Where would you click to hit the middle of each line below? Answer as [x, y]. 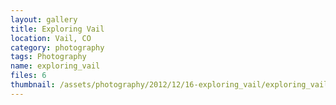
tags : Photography [48, 57]
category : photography [57, 47]
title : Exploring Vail [57, 29]
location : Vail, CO [51, 38]
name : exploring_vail [55, 66]
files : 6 [28, 76]
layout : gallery [44, 19]
